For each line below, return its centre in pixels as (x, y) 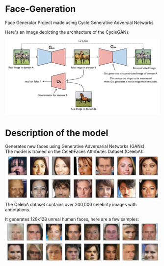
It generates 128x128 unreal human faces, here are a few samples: (72, 219)
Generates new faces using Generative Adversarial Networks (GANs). (75, 146)
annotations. (18, 210)
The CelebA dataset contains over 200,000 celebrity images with (71, 205)
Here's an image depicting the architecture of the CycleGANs (67, 32)
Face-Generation (41, 9)
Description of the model (57, 133)
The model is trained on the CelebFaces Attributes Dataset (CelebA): (74, 152)
